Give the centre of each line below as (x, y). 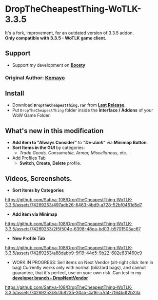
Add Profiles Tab (29, 158)
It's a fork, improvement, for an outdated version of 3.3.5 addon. (69, 33)
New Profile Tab (29, 238)
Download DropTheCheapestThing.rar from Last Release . (69, 105)
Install (15, 94)
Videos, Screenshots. (39, 178)
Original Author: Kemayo (35, 77)
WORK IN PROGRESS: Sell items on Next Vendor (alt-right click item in (83, 262)
